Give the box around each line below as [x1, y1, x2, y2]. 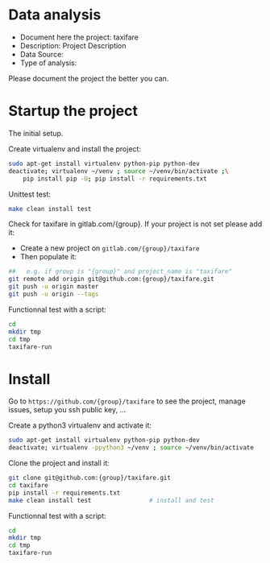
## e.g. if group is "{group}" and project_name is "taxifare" [8, 267, 232, 275]
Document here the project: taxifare [19, 32, 139, 42]
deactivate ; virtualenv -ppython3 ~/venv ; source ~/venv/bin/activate [8, 444, 254, 452]
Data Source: [19, 49, 64, 59]
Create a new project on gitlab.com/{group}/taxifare [19, 243, 200, 253]
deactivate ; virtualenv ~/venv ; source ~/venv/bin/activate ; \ [8, 167, 229, 175]
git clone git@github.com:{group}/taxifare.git [8, 474, 172, 482]
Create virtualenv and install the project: [8, 143, 141, 154]
